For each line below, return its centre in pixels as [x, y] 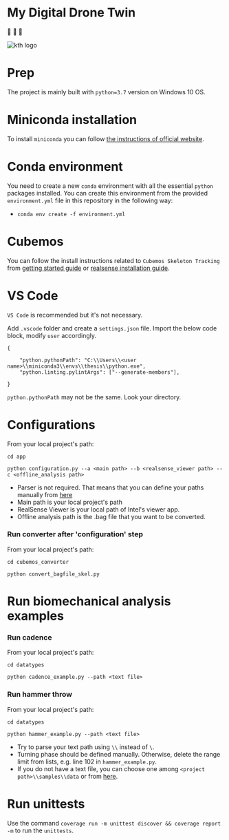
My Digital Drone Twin [72, 13]
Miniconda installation [72, 120]
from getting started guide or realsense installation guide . [88, 268]
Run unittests [46, 804]
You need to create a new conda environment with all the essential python [110, 186]
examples [35, 616]
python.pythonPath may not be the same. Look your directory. [94, 397]
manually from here [45, 494]
